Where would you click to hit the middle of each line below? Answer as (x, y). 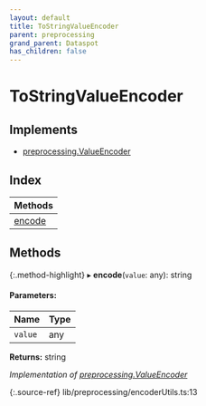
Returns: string (37, 357)
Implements (44, 129)
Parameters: (33, 295)
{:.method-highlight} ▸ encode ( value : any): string (101, 275)
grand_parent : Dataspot (54, 43)
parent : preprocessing (52, 34)
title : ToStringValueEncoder (64, 26)
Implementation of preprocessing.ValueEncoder (98, 374)
